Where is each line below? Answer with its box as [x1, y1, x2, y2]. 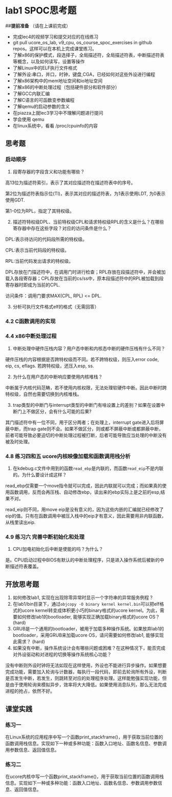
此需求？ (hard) [12, 639, 45, 645]
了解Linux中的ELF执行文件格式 [12, 65, 77, 71]
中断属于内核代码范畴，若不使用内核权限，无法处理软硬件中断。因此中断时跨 [5, 384, 167, 391]
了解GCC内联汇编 [12, 90, 50, 97]
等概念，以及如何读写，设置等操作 [12, 58, 85, 64]
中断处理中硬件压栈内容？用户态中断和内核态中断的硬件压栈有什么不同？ [12, 345, 165, 351]
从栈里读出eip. [5, 519, 36, 526]
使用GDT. [5, 196, 25, 203]
